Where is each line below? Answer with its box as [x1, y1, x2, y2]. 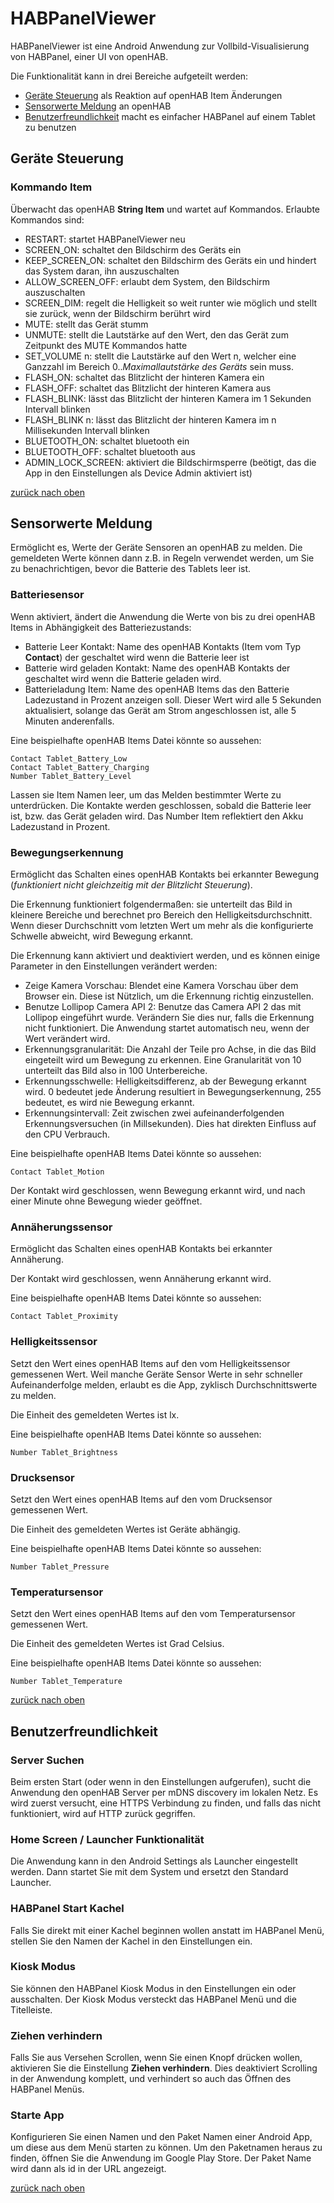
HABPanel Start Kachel [10, 1902, 125, 1916]
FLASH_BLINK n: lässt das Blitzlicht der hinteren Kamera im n [24, 413, 277, 426]
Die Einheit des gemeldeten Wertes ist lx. [10, 1408, 180, 1421]
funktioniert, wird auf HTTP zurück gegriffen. [10, 1807, 196, 1819]
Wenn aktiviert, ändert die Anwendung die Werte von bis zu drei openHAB [10, 610, 316, 622]
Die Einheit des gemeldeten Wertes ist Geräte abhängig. [10, 1523, 241, 1535]
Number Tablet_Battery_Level [10, 771, 132, 781]
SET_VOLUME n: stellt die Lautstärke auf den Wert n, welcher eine [24, 350, 297, 362]
